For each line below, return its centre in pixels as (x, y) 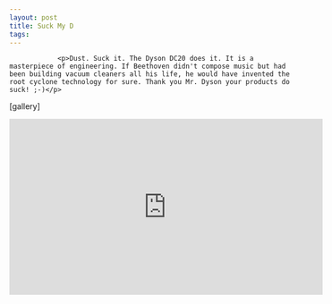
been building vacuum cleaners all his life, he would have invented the (150, 74)
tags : (19, 34)
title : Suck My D (42, 26)
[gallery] (25, 106)
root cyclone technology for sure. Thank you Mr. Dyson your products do (150, 82)
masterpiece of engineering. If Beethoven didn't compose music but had (148, 67)
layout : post (34, 17)
